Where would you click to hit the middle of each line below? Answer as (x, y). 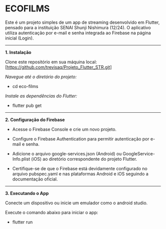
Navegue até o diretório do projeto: (41, 77)
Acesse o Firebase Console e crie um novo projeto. (64, 129)
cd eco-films (25, 86)
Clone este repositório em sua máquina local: (51, 62)
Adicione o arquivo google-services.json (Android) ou (67, 153)
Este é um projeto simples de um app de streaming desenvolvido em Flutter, (83, 22)
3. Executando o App (27, 193)
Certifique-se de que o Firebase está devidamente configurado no (80, 168)
